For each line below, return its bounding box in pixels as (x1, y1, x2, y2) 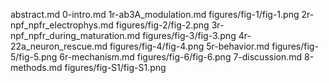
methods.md (10, 62, 63, 73)
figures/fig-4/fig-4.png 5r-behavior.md (109, 40, 270, 52)
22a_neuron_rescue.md (10, 40, 108, 52)
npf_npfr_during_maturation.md (10, 30, 141, 41)
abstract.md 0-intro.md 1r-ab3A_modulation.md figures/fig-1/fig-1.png (10, 9, 300, 20)
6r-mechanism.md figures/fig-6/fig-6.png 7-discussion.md (59, 51, 303, 63)
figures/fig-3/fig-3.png (142, 30, 237, 41)
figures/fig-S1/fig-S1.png (64, 62, 167, 73)
